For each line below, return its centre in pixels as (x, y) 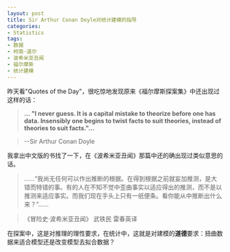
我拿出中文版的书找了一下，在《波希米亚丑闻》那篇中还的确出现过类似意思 (112, 155)
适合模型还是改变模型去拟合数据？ (67, 242)
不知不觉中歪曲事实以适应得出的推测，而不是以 (156, 187)
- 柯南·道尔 (22, 52)
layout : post (26, 13)
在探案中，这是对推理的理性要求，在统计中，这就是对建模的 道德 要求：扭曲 (112, 233)
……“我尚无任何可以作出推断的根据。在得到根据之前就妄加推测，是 (117, 178)
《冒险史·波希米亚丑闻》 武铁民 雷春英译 (80, 218)
